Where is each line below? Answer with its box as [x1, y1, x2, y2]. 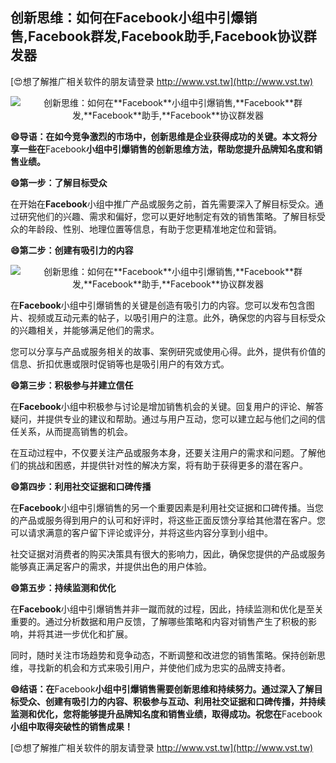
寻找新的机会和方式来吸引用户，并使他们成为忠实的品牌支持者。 [27, 661, 291, 673]
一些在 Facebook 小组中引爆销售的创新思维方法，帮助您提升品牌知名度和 [18, 143, 314, 155]
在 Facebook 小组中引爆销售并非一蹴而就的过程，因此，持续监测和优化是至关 [10, 603, 324, 615]
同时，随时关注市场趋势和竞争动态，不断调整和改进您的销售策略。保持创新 [10, 649, 317, 661]
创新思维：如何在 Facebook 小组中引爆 [10, 9, 245, 27]
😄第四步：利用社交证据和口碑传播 [10, 480, 152, 492]
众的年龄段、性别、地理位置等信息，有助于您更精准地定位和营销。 [10, 223, 282, 235]
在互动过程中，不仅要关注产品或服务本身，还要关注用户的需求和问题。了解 [10, 446, 317, 458]
